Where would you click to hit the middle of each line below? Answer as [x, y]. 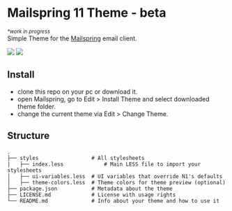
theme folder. [36, 106]
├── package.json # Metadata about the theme [90, 189]
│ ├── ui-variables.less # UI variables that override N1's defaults [115, 176]
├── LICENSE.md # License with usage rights [92, 195]
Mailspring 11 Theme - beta [87, 13]
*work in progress [29, 31]
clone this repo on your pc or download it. [77, 92]
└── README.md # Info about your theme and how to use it [113, 201]
